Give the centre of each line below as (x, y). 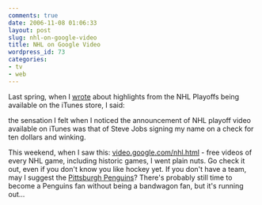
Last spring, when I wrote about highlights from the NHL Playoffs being (124, 96)
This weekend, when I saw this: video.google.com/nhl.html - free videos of (130, 152)
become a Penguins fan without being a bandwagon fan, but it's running (126, 185)
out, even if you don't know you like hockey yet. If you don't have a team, (127, 169)
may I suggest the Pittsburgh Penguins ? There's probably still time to (120, 177)
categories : (28, 60)
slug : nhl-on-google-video (53, 37)
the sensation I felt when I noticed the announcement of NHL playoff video (130, 120)
